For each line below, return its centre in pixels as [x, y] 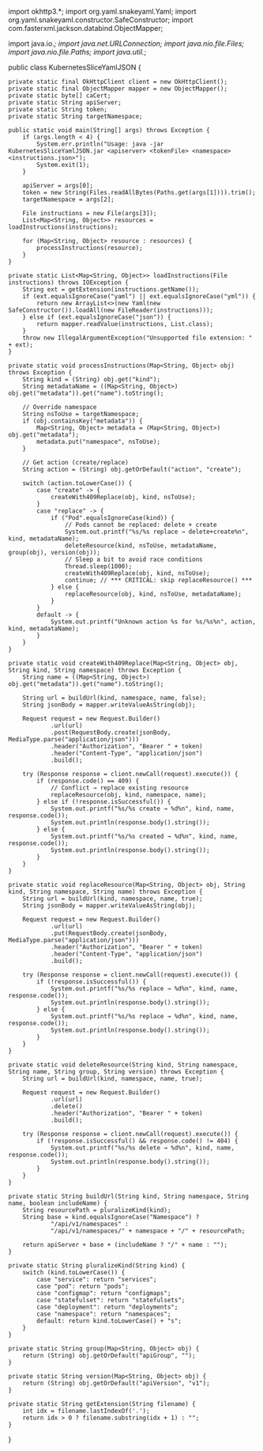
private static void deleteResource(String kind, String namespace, [123, 1065]
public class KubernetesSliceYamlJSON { [75, 67]
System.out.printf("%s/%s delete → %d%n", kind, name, [143, 1148]
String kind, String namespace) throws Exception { [95, 670]
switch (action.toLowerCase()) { [77, 483]
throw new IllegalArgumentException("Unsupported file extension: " [137, 338]
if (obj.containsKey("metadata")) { [83, 421]
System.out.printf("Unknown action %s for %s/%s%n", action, [153, 622]
